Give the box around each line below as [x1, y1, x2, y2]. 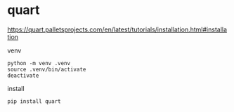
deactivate [7, 72, 39, 79]
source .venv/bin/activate [7, 66, 86, 73]
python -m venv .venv [7, 59, 71, 66]
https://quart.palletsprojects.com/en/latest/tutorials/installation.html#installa [7, 25, 227, 34]
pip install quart [7, 97, 61, 105]
